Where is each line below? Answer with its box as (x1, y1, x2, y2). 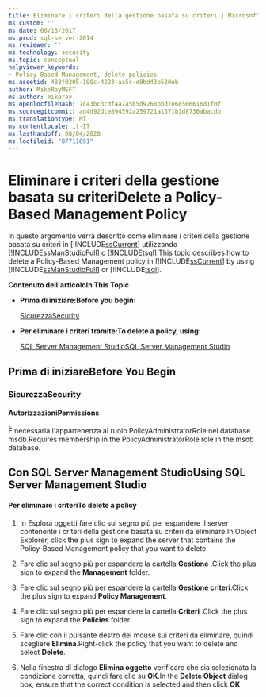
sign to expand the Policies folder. (19, 614, 132, 624)
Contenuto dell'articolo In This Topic (8, 280, 129, 290)
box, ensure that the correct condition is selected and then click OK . (19, 680, 243, 689)
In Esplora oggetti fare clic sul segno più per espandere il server (19, 518, 229, 528)
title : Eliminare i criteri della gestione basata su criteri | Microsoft (8, 11, 260, 20)
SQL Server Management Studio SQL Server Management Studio (19, 342, 230, 352)
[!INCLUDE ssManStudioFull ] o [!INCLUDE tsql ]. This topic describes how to (8, 248, 249, 258)
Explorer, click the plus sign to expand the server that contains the (19, 535, 236, 545)
